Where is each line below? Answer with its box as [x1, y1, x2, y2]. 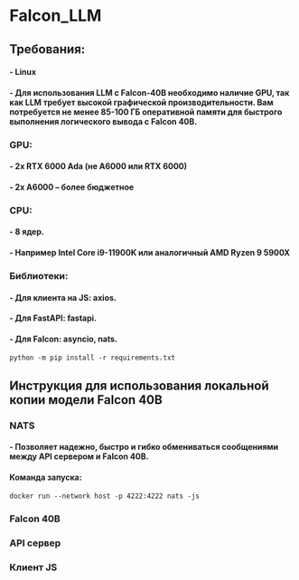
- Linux [9, 67, 37, 78]
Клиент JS [9, 561, 58, 574]
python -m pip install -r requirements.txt [9, 353, 176, 362]
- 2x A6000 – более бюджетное [9, 182, 135, 192]
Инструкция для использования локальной [9, 378, 269, 393]
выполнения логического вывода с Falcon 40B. [9, 116, 198, 126]
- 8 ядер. [9, 227, 45, 238]
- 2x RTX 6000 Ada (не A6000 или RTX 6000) [9, 161, 188, 172]
